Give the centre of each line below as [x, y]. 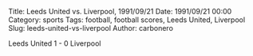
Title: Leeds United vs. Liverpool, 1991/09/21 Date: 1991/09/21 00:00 [120, 11]
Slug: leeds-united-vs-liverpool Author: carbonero [91, 28]
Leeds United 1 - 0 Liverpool [55, 43]
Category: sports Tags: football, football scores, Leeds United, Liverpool [127, 20]
